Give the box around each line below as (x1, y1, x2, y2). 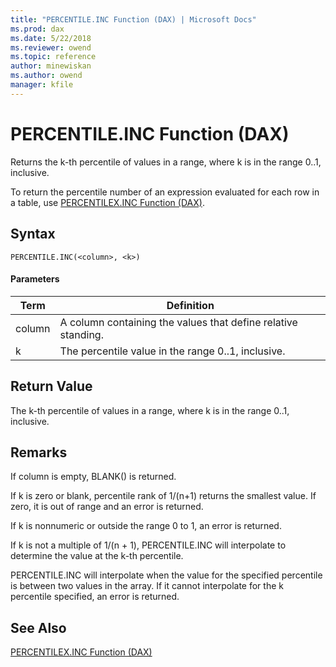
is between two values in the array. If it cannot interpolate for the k (10, 580, 284, 592)
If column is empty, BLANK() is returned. (10, 471, 177, 483)
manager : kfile (10, 80, 74, 90)
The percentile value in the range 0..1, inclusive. (59, 344, 286, 358)
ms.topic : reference (10, 52, 97, 62)
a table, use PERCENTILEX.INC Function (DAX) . (10, 196, 205, 208)
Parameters (10, 273, 60, 285)
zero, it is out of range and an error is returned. (10, 501, 204, 513)
